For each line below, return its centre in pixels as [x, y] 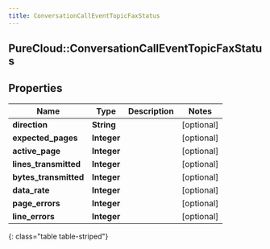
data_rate [31, 190]
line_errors [33, 216]
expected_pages [45, 138]
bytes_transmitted [48, 176]
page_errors [36, 203]
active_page [37, 151]
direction [30, 124]
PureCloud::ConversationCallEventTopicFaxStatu [135, 49]
